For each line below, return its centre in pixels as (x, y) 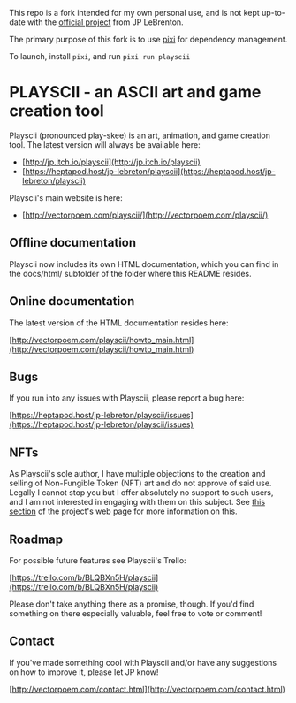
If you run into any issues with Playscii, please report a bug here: (127, 398)
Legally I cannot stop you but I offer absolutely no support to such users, (141, 493)
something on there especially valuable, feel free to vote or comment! (136, 613)
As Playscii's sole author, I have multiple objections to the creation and (137, 474)
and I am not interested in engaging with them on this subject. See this (137, 502)
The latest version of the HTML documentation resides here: (119, 323)
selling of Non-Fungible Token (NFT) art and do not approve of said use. (140, 483)
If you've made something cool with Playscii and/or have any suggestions (143, 662)
